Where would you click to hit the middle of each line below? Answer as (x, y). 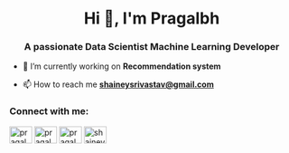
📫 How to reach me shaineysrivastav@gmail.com (118, 84)
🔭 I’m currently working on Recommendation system (121, 66)
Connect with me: (49, 111)
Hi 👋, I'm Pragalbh (152, 19)
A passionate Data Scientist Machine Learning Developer (152, 47)
